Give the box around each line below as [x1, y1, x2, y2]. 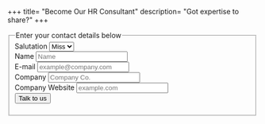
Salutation [14, 41, 48, 51]
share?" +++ [7, 15, 49, 25]
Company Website [14, 83, 75, 92]
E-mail [14, 61, 36, 71]
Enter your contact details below [15, 31, 122, 40]
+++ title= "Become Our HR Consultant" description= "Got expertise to [7, 7, 240, 16]
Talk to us [18, 94, 47, 103]
